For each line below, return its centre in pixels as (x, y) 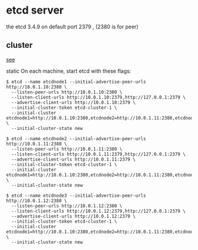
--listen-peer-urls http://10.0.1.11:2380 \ (67, 149)
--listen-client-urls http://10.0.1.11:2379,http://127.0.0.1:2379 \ (98, 154)
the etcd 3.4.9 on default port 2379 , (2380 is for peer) (72, 27)
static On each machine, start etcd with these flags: (69, 71)
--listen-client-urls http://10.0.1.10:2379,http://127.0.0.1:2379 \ (98, 97)
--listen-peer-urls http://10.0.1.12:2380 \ (67, 206)
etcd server (35, 10)
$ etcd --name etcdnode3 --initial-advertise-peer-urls (76, 196)
